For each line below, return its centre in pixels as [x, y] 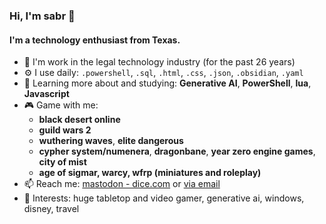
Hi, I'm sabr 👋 [42, 16]
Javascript [46, 94]
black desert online [79, 120]
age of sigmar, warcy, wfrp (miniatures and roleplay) [150, 173]
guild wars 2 [65, 130]
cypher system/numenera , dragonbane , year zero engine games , [177, 151]
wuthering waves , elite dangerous [111, 141]
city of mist [62, 162]
